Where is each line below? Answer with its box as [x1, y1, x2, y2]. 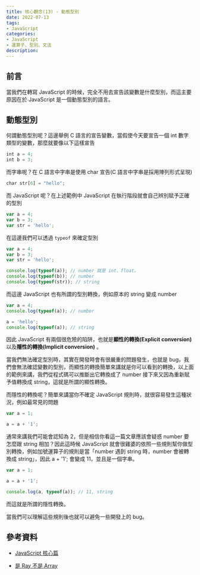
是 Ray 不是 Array [14, 562, 58, 569]
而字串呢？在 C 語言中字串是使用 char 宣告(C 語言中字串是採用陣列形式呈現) [6, 169, 192, 176]
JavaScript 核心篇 [14, 549, 58, 556]
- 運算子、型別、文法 [6, 42, 52, 48]
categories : [6, 31, 36, 37]
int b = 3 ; [6, 157, 33, 163]
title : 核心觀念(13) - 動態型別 [6, 8, 79, 15]
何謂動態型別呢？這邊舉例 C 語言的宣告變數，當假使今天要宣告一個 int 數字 [6, 132, 189, 139]
